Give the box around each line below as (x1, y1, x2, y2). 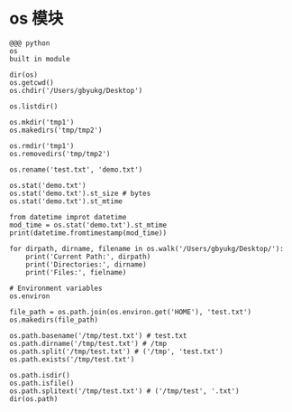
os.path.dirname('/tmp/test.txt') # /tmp (9, 339, 168, 348)
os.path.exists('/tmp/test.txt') (9, 354, 135, 364)
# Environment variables (9, 284, 103, 293)
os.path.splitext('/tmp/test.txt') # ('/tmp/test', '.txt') (9, 386, 241, 396)
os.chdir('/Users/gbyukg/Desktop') (9, 86, 143, 95)
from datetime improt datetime (9, 212, 127, 221)
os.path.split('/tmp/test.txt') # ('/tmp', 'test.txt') (9, 347, 224, 356)
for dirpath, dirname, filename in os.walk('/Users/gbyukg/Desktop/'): (9, 244, 284, 253)
